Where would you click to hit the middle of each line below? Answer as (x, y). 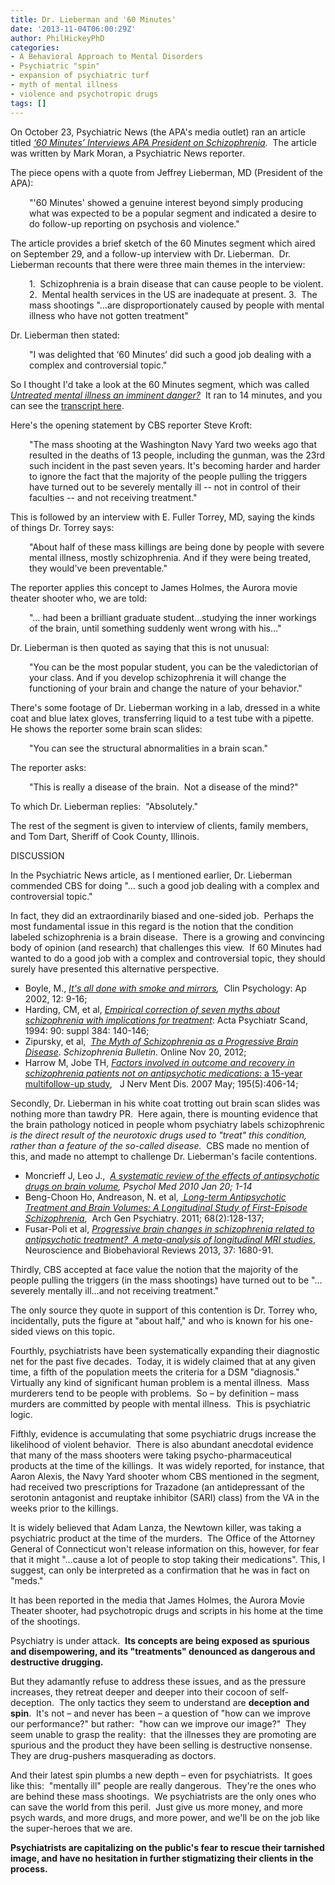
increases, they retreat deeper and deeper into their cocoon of (139, 1692)
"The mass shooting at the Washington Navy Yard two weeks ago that (173, 444)
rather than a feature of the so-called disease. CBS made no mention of (160, 1145)
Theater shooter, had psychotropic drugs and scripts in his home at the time (167, 1610)
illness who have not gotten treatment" (109, 315)
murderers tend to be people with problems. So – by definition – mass (155, 1393)
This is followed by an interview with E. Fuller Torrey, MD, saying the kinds (162, 517)
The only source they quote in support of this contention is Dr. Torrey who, (164, 1310)
